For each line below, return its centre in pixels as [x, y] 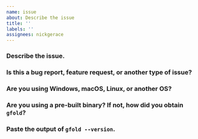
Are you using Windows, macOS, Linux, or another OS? [89, 88]
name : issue [21, 12]
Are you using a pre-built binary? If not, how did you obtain [95, 105]
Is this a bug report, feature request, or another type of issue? [99, 72]
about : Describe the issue [40, 18]
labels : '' [20, 29]
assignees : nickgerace [35, 35]
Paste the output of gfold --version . [61, 129]
